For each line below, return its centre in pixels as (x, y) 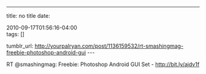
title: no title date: (28, 16)
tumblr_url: (20, 46)
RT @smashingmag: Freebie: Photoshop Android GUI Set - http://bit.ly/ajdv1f (103, 64)
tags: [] (15, 34)
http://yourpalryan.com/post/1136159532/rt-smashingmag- (109, 46)
